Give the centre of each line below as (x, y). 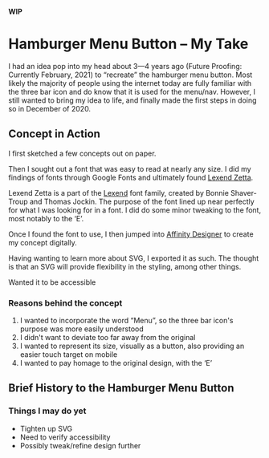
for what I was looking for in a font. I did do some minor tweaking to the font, (135, 210)
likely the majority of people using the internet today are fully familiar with (130, 83)
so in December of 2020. (49, 108)
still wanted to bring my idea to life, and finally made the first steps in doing (132, 100)
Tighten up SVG (46, 428)
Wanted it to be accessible (52, 282)
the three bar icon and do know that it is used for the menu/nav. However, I (132, 91)
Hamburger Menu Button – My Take (128, 44)
